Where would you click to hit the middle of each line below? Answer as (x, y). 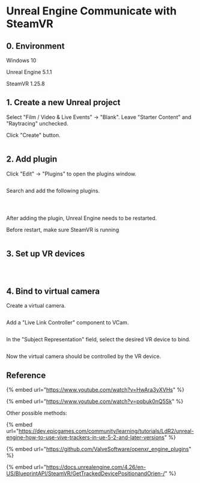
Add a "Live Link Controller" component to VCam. (68, 323)
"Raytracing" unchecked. (37, 123)
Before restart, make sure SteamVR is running (62, 229)
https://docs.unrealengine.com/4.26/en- (96, 467)
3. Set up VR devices (46, 254)
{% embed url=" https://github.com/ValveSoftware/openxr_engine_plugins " (99, 449)
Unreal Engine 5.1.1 (29, 72)
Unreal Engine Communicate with (92, 11)
